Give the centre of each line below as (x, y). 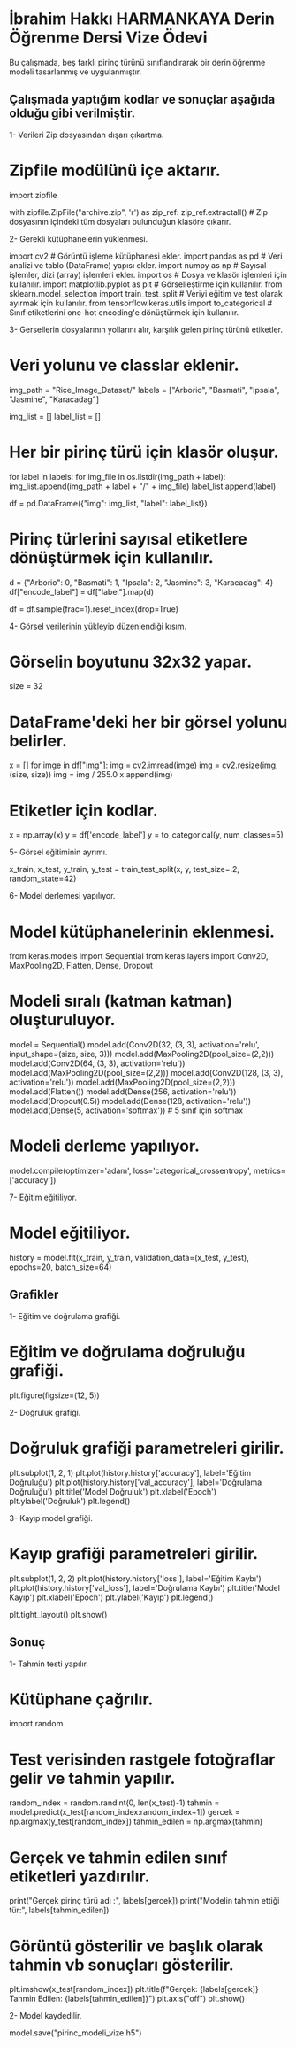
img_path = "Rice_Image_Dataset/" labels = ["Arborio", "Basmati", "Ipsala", (144, 390)
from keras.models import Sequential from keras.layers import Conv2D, (139, 956)
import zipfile (33, 195)
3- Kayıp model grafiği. (51, 1518)
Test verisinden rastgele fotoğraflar (142, 1760)
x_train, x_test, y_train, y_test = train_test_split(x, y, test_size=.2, (125, 869)
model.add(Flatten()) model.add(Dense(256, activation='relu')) (123, 1092)
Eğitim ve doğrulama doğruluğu (127, 1352)
